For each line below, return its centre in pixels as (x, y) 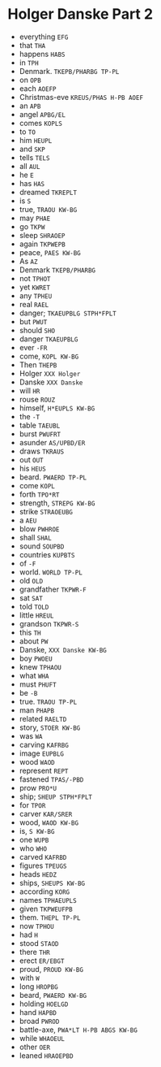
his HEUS (32, 468)
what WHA (34, 675)
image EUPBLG (41, 753)
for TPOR (32, 805)
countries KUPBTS (47, 554)
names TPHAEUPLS (48, 900)
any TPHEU (36, 295)
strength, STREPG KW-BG (57, 503)
